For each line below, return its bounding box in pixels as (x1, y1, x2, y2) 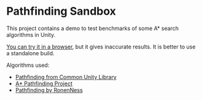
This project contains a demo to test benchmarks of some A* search (6, 25, 179, 32)
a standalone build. (6, 49, 55, 56)
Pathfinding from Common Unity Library (15, 73, 117, 80)
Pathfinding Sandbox (6, 4, 117, 18)
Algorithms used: (6, 61, 50, 69)
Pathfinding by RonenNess (15, 86, 83, 93)
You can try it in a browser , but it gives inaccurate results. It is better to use (6, 43, 196, 50)
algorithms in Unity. (6, 31, 56, 38)
